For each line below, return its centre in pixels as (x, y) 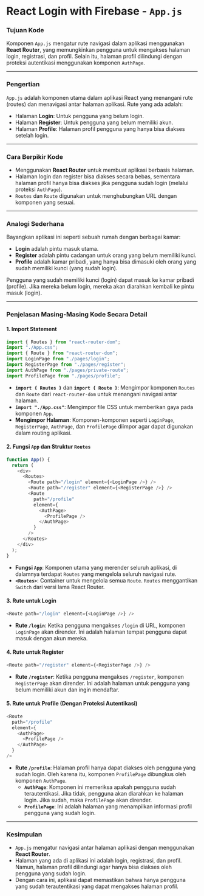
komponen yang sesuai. (45, 203)
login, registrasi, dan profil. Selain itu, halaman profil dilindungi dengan (94, 57)
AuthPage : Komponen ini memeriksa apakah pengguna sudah (100, 787)
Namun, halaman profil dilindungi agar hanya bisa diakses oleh (93, 867)
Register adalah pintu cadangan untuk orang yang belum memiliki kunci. (106, 255)
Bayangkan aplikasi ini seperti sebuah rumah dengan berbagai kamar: (93, 237)
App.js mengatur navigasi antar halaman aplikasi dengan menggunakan (105, 848)
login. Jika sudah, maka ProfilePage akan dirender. (88, 800)
